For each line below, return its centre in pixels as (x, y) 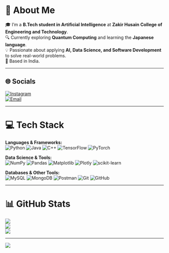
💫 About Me (30, 10)
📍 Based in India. (23, 61)
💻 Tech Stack (35, 125)
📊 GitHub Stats (38, 204)
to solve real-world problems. (36, 55)
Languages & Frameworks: (34, 142)
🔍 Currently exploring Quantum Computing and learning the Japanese (79, 37)
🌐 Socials (21, 82)
